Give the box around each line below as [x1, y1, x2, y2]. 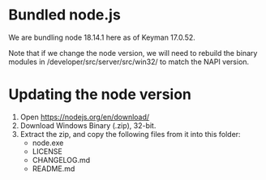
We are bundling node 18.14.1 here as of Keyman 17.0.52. [8, 32, 196, 42]
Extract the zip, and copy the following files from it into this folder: [19, 129, 241, 139]
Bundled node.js [8, 6, 122, 24]
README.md [32, 164, 75, 174]
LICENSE [32, 146, 62, 156]
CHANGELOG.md [32, 155, 91, 165]
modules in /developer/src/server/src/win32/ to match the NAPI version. [8, 57, 250, 66]
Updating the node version [8, 85, 192, 104]
